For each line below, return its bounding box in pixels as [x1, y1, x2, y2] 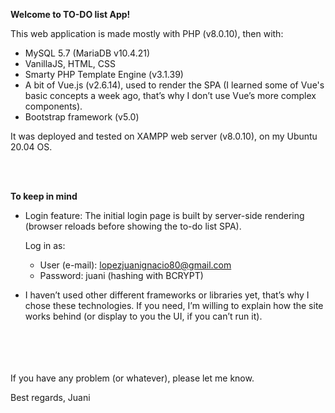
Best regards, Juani [10, 392, 91, 403]
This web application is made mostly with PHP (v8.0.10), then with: [10, 28, 284, 39]
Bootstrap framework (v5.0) [24, 111, 140, 123]
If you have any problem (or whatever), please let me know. [10, 372, 255, 384]
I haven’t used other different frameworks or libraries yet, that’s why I [24, 289, 310, 301]
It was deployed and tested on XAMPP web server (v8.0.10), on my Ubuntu [10, 130, 318, 142]
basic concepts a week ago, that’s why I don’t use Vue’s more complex [24, 90, 317, 101]
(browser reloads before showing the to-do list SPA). [24, 220, 242, 232]
